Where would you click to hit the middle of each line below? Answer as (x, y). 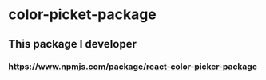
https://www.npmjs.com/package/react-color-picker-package (133, 67)
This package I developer (73, 44)
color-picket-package (83, 15)
